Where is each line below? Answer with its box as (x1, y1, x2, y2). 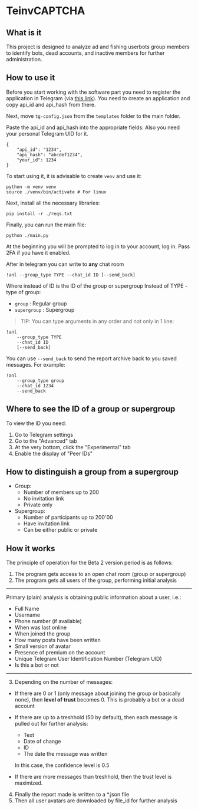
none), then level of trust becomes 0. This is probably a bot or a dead (14, 696, 184, 703)
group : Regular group (14, 299, 67, 307)
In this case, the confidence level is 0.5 (14, 762, 110, 769)
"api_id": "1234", (16, 146, 62, 153)
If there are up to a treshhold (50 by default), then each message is (14, 714, 178, 721)
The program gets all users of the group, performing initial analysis (14, 577, 177, 584)
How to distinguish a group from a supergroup (6, 467, 179, 477)
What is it (6, 28, 42, 38)
